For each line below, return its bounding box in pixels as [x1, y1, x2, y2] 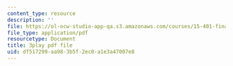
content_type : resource [7, 10, 76, 17]
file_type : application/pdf [7, 29, 89, 36]
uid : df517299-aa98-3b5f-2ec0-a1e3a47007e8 [7, 49, 135, 56]
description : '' [7, 16, 54, 23]
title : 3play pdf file [7, 42, 73, 49]
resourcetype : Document [7, 36, 76, 43]
